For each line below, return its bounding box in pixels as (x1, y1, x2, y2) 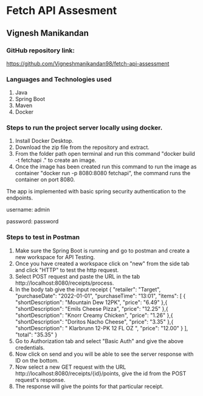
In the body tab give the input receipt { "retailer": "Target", (15, 285, 161, 293)
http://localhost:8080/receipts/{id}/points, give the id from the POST (15, 369, 187, 377)
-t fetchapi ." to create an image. (15, 156, 97, 164)
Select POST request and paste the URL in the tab (15, 273, 140, 280)
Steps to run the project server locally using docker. (6, 123, 163, 132)
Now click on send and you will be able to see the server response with (15, 350, 194, 358)
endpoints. (6, 194, 33, 201)
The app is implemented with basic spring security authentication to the (6, 188, 187, 195)
